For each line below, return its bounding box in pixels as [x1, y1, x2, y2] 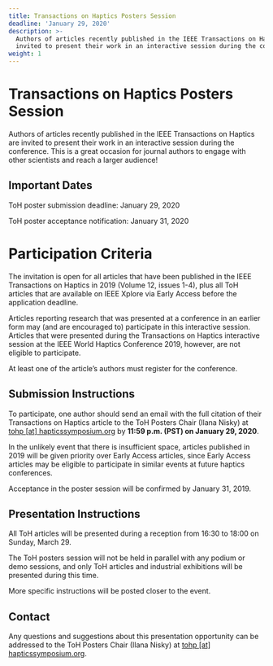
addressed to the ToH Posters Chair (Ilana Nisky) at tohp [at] [8, 640, 211, 650]
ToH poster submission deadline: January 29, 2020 [8, 200, 180, 210]
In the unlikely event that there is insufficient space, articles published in [8, 441, 250, 452]
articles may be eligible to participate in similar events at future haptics [8, 459, 245, 469]
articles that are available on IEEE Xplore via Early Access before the [8, 288, 237, 298]
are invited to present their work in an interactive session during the [8, 138, 235, 147]
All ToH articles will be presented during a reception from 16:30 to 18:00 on [8, 528, 260, 538]
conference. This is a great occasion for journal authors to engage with [8, 146, 246, 156]
